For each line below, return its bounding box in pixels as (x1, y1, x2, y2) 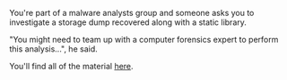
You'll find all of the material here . (9, 61, 134, 71)
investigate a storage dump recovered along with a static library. (9, 17, 247, 28)
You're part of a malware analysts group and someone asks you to (9, 8, 255, 18)
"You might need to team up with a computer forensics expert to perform (9, 35, 279, 44)
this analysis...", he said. (9, 44, 98, 54)
